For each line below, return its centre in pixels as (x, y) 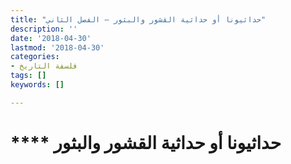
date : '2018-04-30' (51, 38)
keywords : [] (37, 85)
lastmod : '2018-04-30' (57, 47)
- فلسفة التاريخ (44, 66)
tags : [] (28, 76)
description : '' (44, 29)
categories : (35, 57)
